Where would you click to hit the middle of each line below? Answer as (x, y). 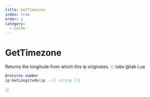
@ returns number (22, 76)
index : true (17, 14)
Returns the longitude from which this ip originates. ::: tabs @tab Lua (75, 67)
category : (15, 24)
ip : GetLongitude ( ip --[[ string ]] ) (43, 80)
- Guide (18, 28)
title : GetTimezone (25, 10)
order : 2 (14, 19)
